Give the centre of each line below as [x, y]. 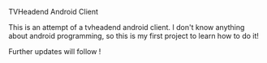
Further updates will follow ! [55, 51]
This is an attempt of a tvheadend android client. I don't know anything [127, 27]
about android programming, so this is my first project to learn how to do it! [134, 36]
